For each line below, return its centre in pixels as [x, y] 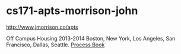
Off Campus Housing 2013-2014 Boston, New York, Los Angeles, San [91, 38]
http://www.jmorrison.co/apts [42, 27]
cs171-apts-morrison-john [72, 11]
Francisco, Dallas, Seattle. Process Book [55, 45]
